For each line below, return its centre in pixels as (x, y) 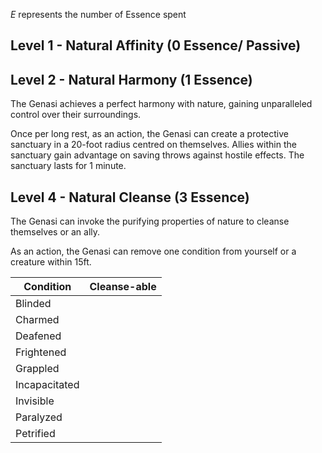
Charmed (37, 320)
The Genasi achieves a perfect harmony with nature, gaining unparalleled (161, 104)
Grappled (37, 369)
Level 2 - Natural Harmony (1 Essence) (131, 79)
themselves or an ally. (55, 232)
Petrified (35, 434)
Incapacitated (47, 385)
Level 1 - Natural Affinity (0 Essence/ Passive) (156, 45)
